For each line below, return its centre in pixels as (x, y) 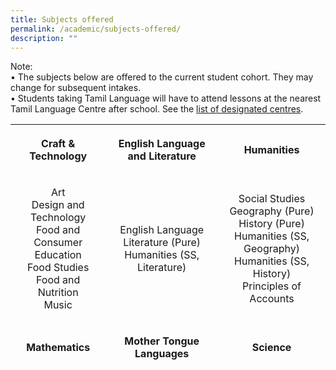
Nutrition (58, 293)
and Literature (162, 156)
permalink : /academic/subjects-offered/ (96, 29)
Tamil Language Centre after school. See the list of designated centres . (157, 109)
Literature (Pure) (162, 243)
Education (58, 255)
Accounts (272, 299)
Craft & (58, 144)
